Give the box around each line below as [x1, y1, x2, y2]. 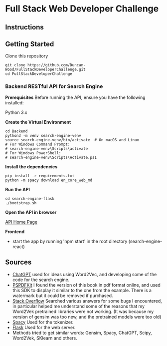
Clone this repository [5, 53, 48, 59]
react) [12, 243, 25, 250]
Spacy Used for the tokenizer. [12, 319, 74, 325]
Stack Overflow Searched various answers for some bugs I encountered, [12, 298, 162, 304]
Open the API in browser [5, 209, 57, 215]
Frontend [5, 228, 25, 235]
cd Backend [5, 128, 28, 134]
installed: [5, 99, 24, 105]
